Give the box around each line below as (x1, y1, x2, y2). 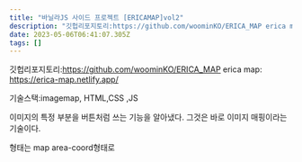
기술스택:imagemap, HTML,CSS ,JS (9, 93, 139, 103)
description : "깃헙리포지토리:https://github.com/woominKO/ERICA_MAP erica (9, 22, 286, 31)
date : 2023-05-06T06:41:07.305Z (9, 30, 130, 39)
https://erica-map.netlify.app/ (9, 74, 119, 85)
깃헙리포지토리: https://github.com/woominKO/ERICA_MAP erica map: (9, 64, 262, 75)
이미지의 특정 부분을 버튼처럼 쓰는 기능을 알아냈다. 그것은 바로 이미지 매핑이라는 (9, 112, 288, 122)
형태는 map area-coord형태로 (9, 142, 115, 153)
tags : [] (9, 38, 42, 48)
